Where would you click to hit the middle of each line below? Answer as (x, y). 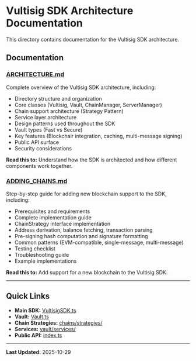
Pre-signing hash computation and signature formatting (81, 236)
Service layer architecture (45, 117)
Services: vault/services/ (45, 329)
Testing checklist (35, 248)
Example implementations (45, 261)
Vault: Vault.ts (32, 317)
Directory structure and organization (58, 98)
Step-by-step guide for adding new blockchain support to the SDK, (87, 194)
